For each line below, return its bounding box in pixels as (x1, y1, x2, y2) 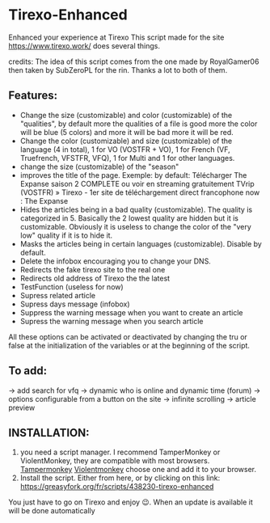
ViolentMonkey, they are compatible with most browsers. (19, 456, 210, 466)
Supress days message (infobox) (19, 299, 131, 309)
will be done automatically (8, 506, 95, 516)
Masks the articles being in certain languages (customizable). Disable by (19, 238, 263, 248)
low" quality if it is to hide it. (19, 230, 113, 240)
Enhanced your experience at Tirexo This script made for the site (8, 32, 225, 42)
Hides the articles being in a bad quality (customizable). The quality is (19, 205, 253, 214)
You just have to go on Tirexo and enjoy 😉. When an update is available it (8, 497, 253, 507)
